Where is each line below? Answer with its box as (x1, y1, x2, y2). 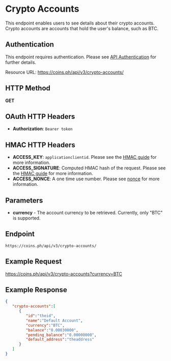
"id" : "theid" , (25, 314, 56, 319)
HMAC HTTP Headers (5, 140, 75, 149)
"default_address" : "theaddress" (25, 337, 95, 342)
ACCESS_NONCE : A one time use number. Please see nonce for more (12, 176, 160, 182)
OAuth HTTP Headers (5, 112, 75, 121)
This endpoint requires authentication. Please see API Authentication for (5, 54, 157, 60)
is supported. (12, 215, 41, 221)
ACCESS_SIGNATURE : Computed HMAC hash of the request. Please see (12, 165, 166, 171)
